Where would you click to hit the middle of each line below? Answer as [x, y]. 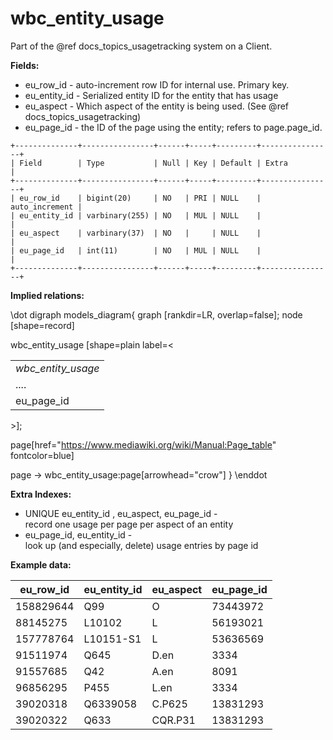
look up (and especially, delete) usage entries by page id [141, 545]
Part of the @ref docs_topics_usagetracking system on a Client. [141, 46]
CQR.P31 [173, 720]
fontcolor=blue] [42, 455]
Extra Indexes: [41, 494]
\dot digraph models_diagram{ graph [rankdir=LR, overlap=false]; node [156, 314]
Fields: [25, 65]
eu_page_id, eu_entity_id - [78, 534]
